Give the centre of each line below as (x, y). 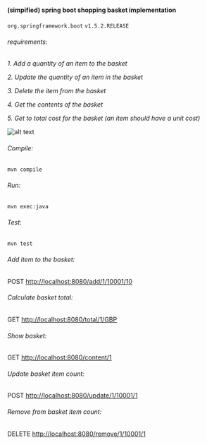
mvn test (20, 244)
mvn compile (25, 170)
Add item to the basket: (41, 260)
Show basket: (27, 336)
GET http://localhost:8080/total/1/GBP (62, 320)
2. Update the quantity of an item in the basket (75, 77)
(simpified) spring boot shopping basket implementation (92, 10)
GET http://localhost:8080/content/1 (59, 357)
